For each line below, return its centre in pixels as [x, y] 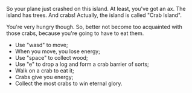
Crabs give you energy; [44, 77]
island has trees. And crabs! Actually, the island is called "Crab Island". [94, 15]
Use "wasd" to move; [41, 45]
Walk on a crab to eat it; [44, 71]
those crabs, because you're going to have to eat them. [75, 33]
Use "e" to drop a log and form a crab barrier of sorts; [82, 64]
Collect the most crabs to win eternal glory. [69, 83]
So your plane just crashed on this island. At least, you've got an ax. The [96, 9]
